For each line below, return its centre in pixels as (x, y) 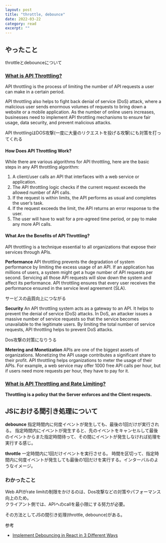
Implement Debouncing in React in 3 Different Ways (65, 536)
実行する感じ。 (20, 443)
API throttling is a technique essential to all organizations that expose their (81, 247)
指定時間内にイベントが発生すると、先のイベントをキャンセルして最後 (86, 430)
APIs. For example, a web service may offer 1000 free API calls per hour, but (83, 365)
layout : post (19, 10)
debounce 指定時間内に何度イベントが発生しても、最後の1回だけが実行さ (80, 424)
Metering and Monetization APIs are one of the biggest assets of (72, 350)
